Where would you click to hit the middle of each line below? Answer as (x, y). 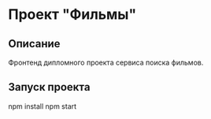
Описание (34, 44)
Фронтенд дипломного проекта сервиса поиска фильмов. (106, 62)
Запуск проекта (49, 87)
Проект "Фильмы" (72, 15)
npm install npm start (43, 106)
